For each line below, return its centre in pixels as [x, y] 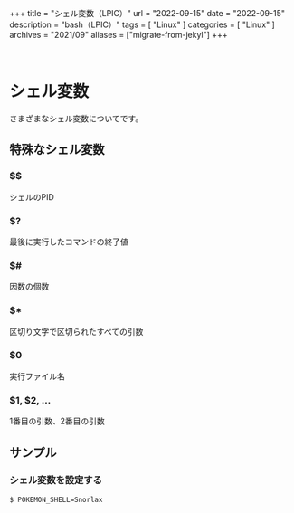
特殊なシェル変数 [57, 150]
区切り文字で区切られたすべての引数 [76, 331]
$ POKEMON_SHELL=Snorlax [56, 499]
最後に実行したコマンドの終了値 [69, 242]
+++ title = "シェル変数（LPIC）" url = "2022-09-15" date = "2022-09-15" [147, 13]
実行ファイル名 [37, 376]
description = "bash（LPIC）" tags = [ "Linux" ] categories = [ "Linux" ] [142, 24]
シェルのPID [32, 196]
